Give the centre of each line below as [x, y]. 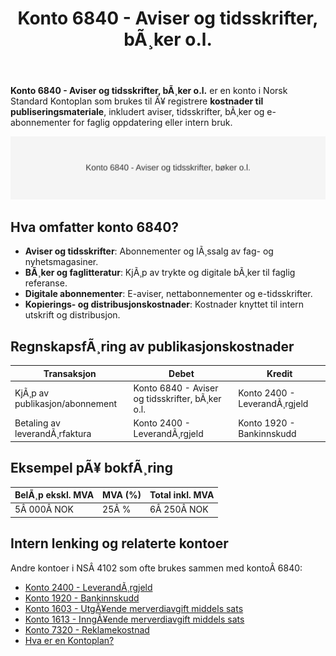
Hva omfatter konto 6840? [95, 227]
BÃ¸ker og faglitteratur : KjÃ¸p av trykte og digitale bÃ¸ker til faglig [160, 273]
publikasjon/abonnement [66, 404]
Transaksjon [70, 373]
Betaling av [37, 423]
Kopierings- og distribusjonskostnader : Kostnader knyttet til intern [164, 304]
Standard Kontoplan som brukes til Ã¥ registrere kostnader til [137, 101]
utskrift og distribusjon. [72, 315]
